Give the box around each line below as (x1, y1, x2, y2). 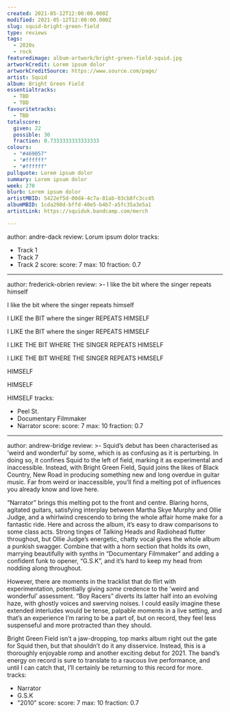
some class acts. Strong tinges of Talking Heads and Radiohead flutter (7, 527, 206, 536)
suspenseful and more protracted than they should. (7, 621, 152, 629)
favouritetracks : (7, 106, 57, 112)
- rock (13, 49, 32, 56)
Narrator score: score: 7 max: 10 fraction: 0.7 (16, 421, 144, 429)
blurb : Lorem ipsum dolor (7, 189, 81, 195)
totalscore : (7, 118, 41, 126)
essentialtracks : (7, 86, 57, 93)
